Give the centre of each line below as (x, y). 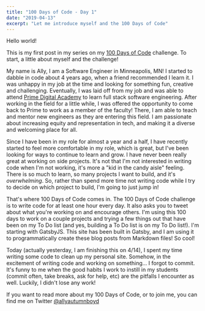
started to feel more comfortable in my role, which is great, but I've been (98, 148)
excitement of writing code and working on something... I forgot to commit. (101, 263)
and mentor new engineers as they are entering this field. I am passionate (99, 117)
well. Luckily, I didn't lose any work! (51, 283)
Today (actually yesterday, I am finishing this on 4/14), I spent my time (94, 250)
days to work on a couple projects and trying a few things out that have (96, 219)
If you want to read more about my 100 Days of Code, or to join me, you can (102, 294)
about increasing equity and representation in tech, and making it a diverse (101, 123)
